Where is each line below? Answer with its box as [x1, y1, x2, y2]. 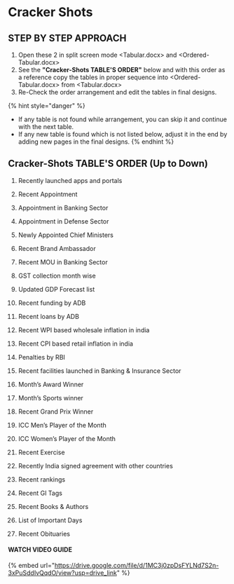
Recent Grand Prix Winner [18, 407, 94, 416]
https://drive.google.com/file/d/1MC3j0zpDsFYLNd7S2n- [54, 562, 219, 570]
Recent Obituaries [18, 529, 71, 538]
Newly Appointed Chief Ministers [18, 231, 114, 239]
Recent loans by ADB [18, 312, 80, 320]
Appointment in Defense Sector [18, 217, 109, 225]
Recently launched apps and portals [18, 176, 123, 184]
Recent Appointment [18, 190, 78, 198]
